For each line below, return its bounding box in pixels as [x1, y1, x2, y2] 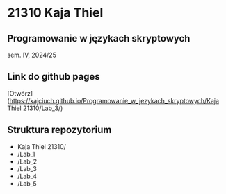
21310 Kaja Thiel [7, 5, 104, 21]
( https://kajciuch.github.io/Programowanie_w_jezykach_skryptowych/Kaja [7, 96, 220, 105]
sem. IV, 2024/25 [7, 51, 57, 59]
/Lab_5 [17, 179, 37, 188]
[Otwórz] [7, 89, 33, 98]
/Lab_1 [17, 150, 35, 158]
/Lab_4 [17, 172, 37, 180]
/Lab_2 [17, 157, 38, 166]
